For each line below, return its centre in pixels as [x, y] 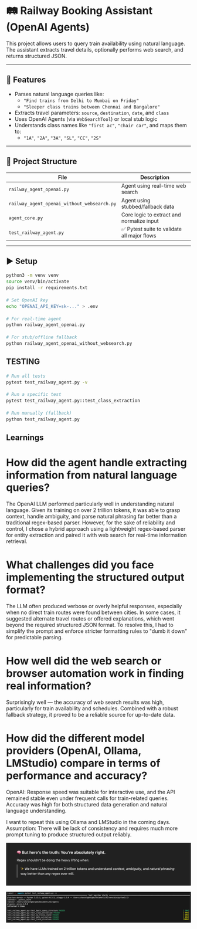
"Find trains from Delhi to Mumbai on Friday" [81, 101]
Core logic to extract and [151, 215]
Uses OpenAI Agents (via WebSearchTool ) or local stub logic [86, 119]
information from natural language [92, 475]
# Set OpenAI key [27, 300]
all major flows [139, 236]
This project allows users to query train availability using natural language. [96, 43]
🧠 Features [26, 80]
